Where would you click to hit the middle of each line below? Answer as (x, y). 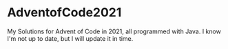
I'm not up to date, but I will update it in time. (70, 38)
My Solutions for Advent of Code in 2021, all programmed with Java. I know (114, 31)
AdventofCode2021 (64, 13)
